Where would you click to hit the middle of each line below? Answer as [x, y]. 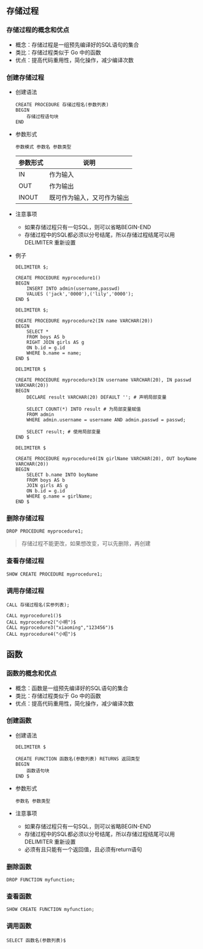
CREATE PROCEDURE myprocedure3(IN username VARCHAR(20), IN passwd [103, 380]
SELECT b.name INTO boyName [62, 475]
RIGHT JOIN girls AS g [56, 342]
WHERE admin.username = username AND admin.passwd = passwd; [106, 420]
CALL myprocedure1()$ [34, 615]
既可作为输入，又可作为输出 [89, 197]
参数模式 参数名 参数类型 [43, 147]
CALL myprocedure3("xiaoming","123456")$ [60, 627]
